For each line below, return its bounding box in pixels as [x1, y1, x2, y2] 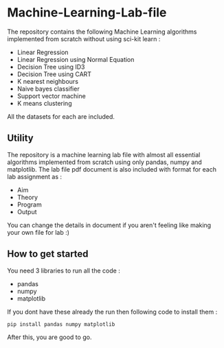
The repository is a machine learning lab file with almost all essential [7, 150, 201, 159]
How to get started [7, 248, 89, 260]
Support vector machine [16, 91, 86, 100]
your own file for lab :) [7, 228, 70, 236]
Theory [16, 193, 38, 201]
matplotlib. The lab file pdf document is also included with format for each [7, 165, 216, 173]
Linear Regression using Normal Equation [16, 55, 135, 63]
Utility [7, 132, 34, 144]
